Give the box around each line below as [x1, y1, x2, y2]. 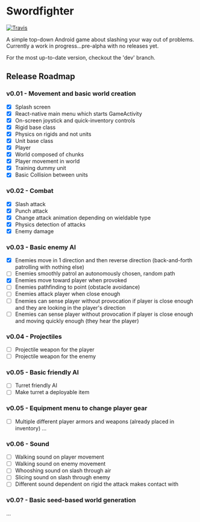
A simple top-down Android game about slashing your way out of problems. [6, 36, 195, 43]
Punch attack [14, 207, 48, 215]
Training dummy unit [14, 165, 66, 172]
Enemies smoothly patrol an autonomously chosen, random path [14, 270, 176, 277]
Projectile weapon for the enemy [14, 353, 96, 360]
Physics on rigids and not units [14, 130, 92, 137]
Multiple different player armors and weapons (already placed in [14, 418, 175, 425]
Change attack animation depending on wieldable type [14, 214, 151, 221]
